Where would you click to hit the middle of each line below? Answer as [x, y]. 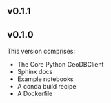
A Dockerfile [35, 94]
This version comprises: [41, 51]
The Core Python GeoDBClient [60, 65]
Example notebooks [45, 79]
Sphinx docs [35, 72]
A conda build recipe [47, 87]
